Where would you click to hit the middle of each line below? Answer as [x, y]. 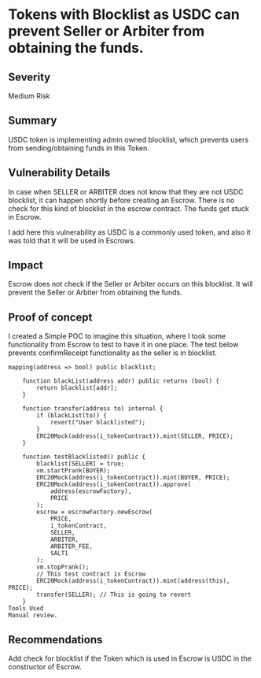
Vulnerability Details [59, 173]
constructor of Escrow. [45, 667]
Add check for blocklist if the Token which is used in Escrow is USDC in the [130, 658]
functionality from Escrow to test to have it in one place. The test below [123, 345]
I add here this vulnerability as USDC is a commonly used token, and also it [130, 232]
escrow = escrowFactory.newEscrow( [95, 512]
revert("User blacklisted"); [98, 423]
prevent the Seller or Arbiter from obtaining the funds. [95, 292]
